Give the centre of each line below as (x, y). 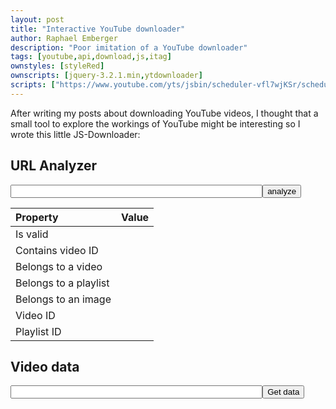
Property (37, 217)
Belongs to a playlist (62, 283)
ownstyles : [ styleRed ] (57, 66)
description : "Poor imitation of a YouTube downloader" (129, 47)
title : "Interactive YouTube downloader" (98, 29)
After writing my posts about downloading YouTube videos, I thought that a (164, 113)
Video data (45, 366)
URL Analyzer (54, 166)
